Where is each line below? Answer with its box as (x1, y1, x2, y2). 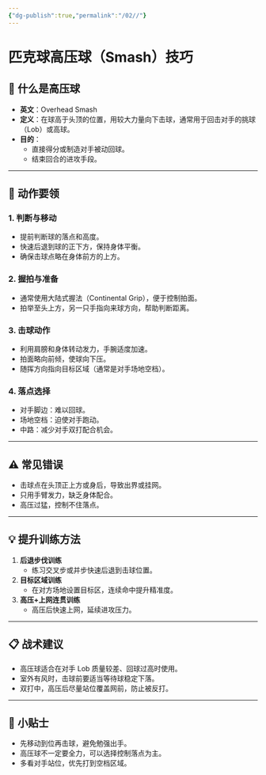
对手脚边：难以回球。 (19, 405, 89, 415)
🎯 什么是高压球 (8, 82, 81, 96)
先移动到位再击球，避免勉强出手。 (19, 739, 131, 748)
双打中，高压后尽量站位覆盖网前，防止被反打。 (19, 683, 173, 693)
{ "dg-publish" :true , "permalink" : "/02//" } (8, 11, 147, 20)
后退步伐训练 (19, 555, 62, 564)
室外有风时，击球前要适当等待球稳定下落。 (19, 674, 159, 683)
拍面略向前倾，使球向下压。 (19, 354, 111, 363)
